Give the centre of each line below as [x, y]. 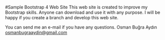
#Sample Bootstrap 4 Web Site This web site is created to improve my [76, 7]
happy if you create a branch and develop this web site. [62, 18]
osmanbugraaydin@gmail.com [36, 32]
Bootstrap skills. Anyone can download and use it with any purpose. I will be [83, 12]
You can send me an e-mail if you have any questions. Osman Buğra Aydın [81, 27]
